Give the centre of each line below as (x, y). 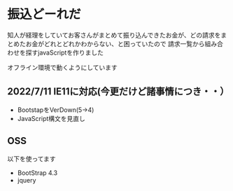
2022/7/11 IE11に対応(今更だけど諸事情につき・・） (118, 92)
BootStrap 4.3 (37, 173)
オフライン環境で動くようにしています (62, 67)
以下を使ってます (31, 159)
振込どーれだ (44, 14)
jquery (27, 180)
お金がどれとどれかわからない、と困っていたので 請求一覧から (115, 43)
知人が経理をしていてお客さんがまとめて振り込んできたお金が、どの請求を (114, 35)
